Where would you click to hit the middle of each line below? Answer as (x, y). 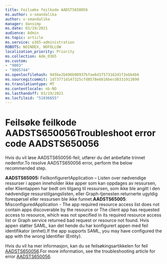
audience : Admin (22, 33)
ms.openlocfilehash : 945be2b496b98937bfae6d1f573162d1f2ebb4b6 (72, 75)
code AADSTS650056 (52, 144)
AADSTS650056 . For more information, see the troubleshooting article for (80, 251)
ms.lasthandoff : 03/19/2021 (34, 93)
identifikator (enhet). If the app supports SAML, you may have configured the (83, 231)
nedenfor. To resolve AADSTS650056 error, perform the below (69, 163)
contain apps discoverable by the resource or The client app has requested (82, 210)
